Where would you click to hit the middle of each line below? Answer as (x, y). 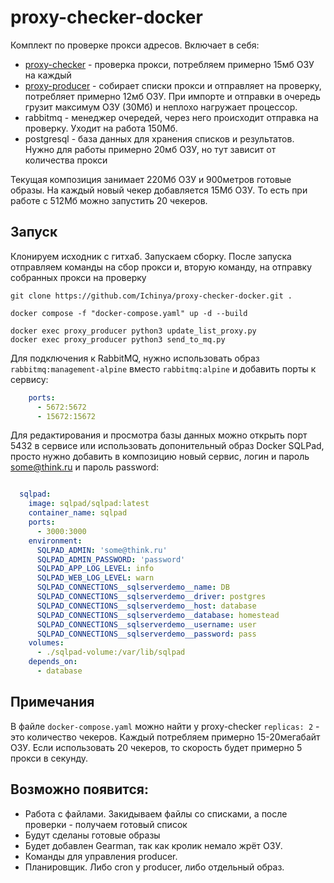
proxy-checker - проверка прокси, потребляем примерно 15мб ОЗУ (169, 64)
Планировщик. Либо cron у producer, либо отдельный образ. (154, 867)
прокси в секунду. (49, 758)
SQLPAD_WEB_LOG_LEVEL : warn (95, 578)
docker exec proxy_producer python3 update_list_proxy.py (133, 331)
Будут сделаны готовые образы (92, 835)
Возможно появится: (80, 789)
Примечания (52, 702)
